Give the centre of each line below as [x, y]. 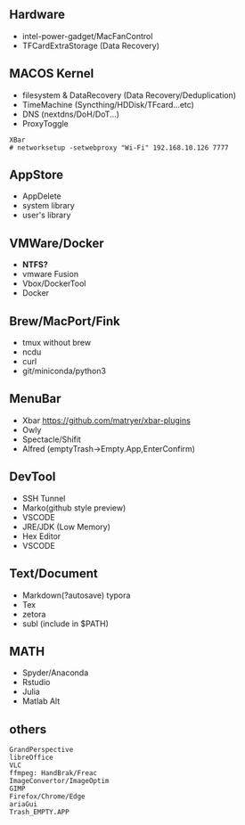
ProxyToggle [45, 123]
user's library [46, 215]
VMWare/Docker [57, 243]
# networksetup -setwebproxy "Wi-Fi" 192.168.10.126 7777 [119, 147]
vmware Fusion [50, 274]
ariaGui [24, 805]
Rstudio [36, 682]
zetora [34, 614]
